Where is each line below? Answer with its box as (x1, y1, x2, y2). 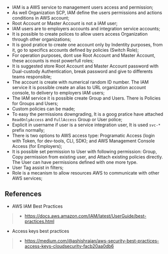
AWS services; (12, 176, 43, 181)
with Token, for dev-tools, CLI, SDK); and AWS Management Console (12, 138, 155, 144)
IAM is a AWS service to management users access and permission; (12, 5, 154, 10)
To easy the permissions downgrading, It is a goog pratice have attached (12, 111, 163, 117)
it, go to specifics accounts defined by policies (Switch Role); (12, 47, 139, 53)
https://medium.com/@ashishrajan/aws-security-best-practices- (24, 237, 159, 243)
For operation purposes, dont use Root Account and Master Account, (12, 52, 155, 58)
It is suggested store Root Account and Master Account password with (12, 63, 159, 69)
